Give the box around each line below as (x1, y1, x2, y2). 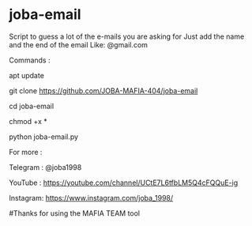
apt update (9, 70, 44, 80)
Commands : (9, 55, 51, 65)
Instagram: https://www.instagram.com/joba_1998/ (9, 193, 174, 202)
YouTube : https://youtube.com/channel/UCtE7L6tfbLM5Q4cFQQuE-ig (9, 178, 239, 187)
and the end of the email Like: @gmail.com (9, 40, 149, 49)
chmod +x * (9, 116, 47, 126)
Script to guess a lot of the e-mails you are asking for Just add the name (9, 32, 245, 41)
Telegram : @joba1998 (9, 162, 82, 171)
